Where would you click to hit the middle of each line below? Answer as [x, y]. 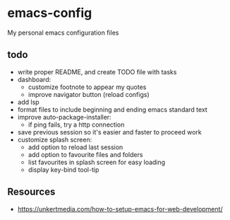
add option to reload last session [75, 147]
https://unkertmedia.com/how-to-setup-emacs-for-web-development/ [120, 209]
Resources [31, 192]
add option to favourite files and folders [85, 154]
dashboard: [34, 79]
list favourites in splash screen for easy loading [97, 162]
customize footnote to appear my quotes [87, 87]
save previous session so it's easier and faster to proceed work [110, 132]
